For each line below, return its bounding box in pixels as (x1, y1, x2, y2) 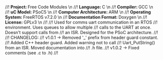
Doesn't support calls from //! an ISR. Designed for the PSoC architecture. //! (5, 30, 158, 35)
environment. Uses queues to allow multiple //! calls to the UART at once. (5, 24, 152, 30)
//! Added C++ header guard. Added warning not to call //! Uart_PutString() (5, 40, 155, 45)
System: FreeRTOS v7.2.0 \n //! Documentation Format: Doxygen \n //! (5, 14, 147, 20)
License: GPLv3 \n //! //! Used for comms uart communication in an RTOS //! (5, 19, 158, 25)
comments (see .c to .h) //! (5, 50, 58, 56)
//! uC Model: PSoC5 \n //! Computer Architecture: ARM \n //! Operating (5, 9, 151, 15)
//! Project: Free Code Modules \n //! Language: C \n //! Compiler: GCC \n (5, 4, 153, 10)
